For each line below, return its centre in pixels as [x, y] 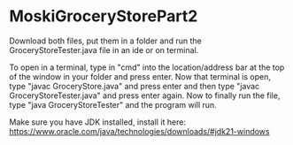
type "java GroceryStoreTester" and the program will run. [113, 104]
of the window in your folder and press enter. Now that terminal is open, [140, 76]
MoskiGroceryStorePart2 [104, 16]
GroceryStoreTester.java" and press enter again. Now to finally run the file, [145, 95]
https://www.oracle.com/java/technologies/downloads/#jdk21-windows [139, 131]
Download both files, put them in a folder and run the [105, 41]
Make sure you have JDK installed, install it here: [97, 122]
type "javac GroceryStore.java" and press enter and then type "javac [135, 86]
